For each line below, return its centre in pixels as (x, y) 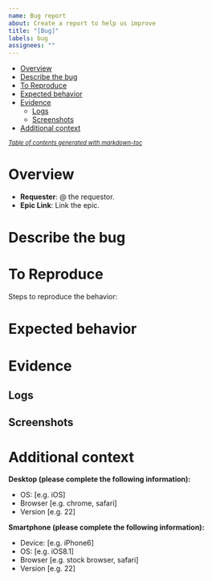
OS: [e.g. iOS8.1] (47, 551)
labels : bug (28, 38)
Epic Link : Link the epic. (60, 205)
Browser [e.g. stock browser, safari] (79, 560)
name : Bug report (37, 16)
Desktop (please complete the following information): (100, 479)
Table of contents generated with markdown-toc (75, 143)
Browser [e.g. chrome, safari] (69, 503)
